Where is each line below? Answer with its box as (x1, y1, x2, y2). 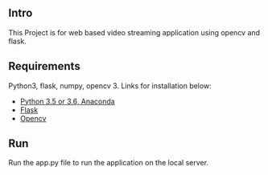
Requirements (8, 59, 80, 73)
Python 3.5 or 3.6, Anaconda (19, 96, 115, 106)
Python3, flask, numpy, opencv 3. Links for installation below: (8, 80, 212, 91)
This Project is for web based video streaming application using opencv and (8, 27, 260, 37)
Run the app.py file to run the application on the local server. (8, 158, 209, 168)
